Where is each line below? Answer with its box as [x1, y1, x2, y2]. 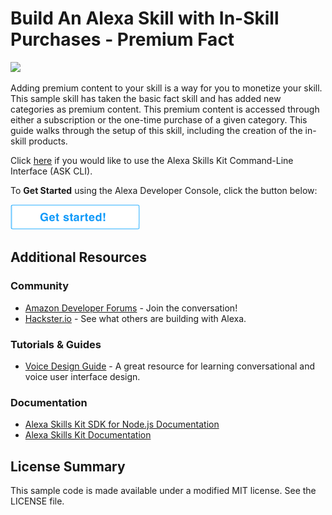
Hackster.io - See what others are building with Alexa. [24, 312, 247, 324]
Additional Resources [10, 249, 147, 266]
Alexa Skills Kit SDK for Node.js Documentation [24, 418, 220, 431]
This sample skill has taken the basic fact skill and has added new [10, 92, 282, 104]
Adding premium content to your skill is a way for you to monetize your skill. [10, 82, 323, 94]
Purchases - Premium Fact [10, 28, 235, 51]
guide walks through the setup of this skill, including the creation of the [10, 124, 303, 136]
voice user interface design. [24, 370, 141, 382]
